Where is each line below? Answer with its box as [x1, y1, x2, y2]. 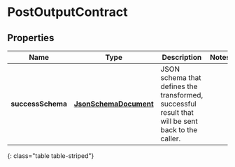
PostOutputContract [7, 4, 128, 20]
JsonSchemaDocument [73, 99, 154, 109]
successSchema [10, 99, 68, 109]
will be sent [160, 116, 198, 126]
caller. [160, 134, 181, 143]
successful [160, 99, 197, 109]
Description [162, 53, 202, 62]
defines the [160, 81, 198, 91]
